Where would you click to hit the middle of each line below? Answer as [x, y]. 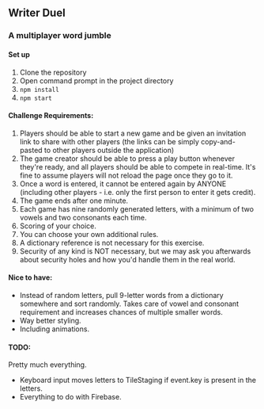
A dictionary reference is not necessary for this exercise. [112, 243]
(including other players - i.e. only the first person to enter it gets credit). [138, 192]
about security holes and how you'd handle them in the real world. [127, 259]
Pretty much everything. [47, 365]
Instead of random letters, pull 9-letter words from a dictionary [121, 295]
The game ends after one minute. [74, 201]
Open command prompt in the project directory [96, 80]
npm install [39, 90]
